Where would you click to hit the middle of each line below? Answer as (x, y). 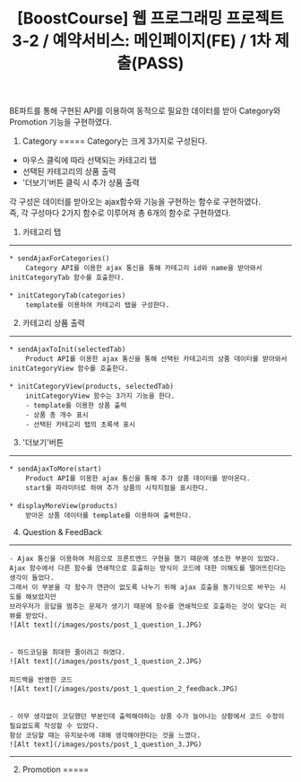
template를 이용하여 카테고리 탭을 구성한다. (98, 305)
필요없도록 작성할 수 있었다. (54, 726)
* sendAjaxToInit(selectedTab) (68, 350)
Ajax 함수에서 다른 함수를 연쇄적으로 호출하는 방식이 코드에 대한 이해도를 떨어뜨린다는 (148, 568)
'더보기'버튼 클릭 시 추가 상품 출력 (81, 183)
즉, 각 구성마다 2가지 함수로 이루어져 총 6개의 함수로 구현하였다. (120, 213)
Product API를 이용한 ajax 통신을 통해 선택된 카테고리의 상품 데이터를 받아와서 (156, 359)
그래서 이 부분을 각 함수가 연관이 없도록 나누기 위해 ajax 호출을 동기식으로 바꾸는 (142, 588)
